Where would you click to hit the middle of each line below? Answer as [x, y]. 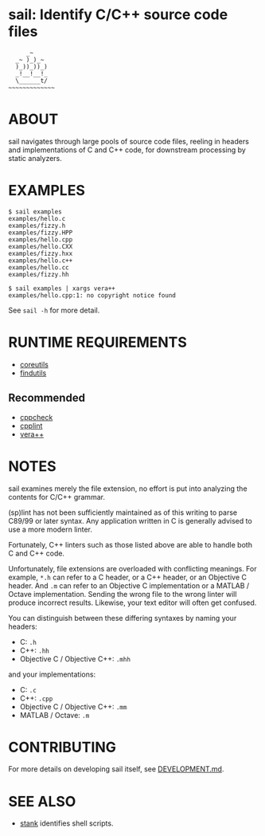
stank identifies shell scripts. [66, 823]
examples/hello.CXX [41, 246]
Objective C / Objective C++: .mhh [75, 658]
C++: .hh [35, 650]
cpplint [31, 426]
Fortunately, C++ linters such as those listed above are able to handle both [131, 544]
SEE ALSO [42, 801]
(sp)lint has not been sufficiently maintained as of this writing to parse [123, 512]
